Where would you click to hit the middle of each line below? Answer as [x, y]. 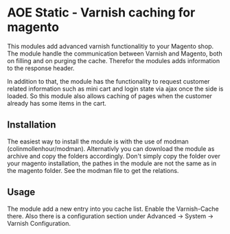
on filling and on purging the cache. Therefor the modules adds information [114, 60]
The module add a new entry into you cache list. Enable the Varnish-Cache [113, 209]
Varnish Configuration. [39, 223]
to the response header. [41, 68]
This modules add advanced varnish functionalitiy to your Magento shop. [111, 46]
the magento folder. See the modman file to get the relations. [93, 170]
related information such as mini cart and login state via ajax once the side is [115, 89]
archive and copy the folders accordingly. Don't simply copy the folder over [114, 156]
